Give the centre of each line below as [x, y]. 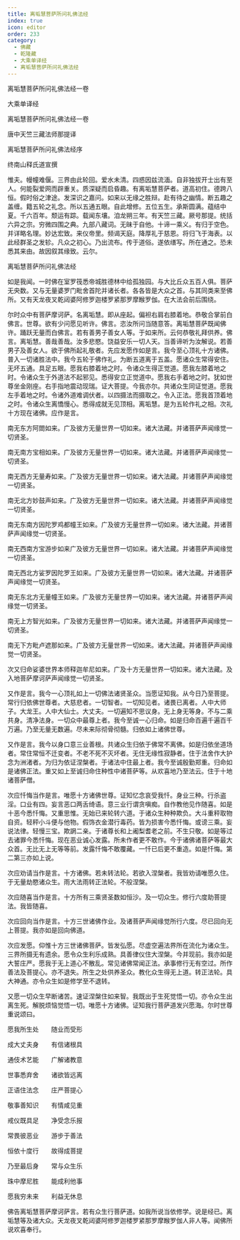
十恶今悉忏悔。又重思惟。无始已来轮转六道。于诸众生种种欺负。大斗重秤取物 [120, 813]
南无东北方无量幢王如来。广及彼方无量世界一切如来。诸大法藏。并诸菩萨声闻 [120, 597]
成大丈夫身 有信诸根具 [45, 1044]
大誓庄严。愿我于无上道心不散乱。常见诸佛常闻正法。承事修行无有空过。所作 [120, 963]
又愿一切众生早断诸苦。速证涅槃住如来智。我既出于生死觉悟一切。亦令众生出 [120, 996]
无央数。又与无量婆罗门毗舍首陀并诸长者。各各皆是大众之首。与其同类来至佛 [120, 290]
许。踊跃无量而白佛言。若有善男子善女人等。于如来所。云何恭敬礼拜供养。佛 [120, 332]
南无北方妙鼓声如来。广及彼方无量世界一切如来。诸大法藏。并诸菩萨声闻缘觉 [120, 500]
